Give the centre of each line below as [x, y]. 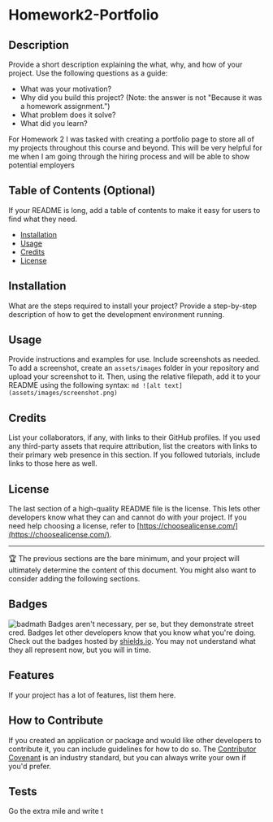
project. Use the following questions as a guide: [88, 73]
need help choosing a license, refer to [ [74, 526]
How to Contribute [56, 721]
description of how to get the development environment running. [117, 314]
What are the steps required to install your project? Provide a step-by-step [133, 306]
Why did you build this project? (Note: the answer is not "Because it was [141, 98]
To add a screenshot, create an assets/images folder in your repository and [134, 368]
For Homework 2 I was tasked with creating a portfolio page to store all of [131, 139]
